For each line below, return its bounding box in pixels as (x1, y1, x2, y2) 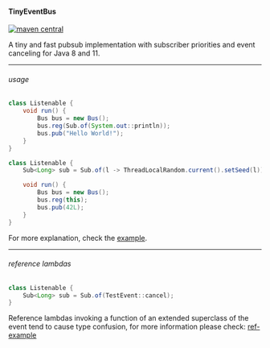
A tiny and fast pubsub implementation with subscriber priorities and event (8, 40, 256, 50)
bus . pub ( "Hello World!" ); (37, 129, 125, 137)
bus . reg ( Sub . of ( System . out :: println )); (37, 122, 171, 130)
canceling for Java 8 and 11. (8, 48, 100, 58)
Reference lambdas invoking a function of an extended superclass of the (8, 313, 249, 323)
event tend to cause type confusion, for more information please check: (8, 322, 247, 332)
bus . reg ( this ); (37, 196, 88, 205)
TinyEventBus (8, 6, 56, 16)
